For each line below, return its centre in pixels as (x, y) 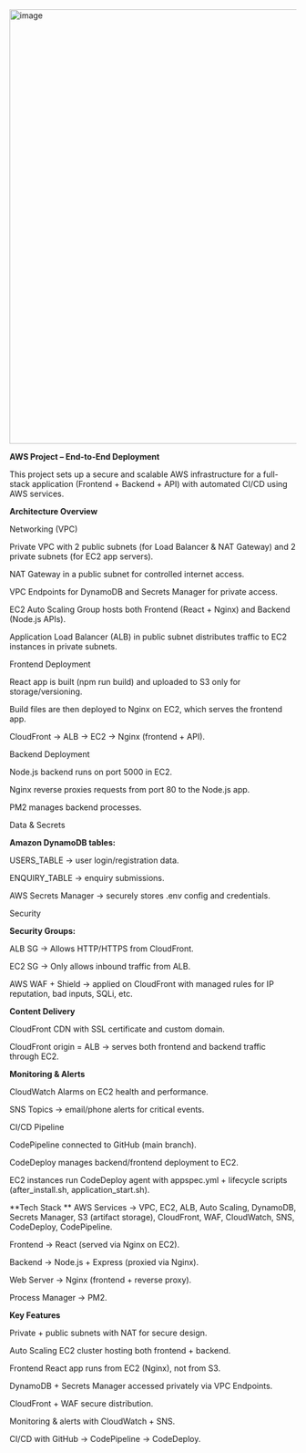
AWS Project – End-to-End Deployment (85, 457)
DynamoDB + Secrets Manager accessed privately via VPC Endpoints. (141, 1386)
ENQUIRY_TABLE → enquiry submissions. (87, 878)
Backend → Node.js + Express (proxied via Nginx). (104, 1262)
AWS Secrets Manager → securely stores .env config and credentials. (140, 896)
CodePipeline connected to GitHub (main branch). (103, 1145)
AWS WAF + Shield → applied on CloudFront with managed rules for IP (142, 984)
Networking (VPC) (44, 529)
